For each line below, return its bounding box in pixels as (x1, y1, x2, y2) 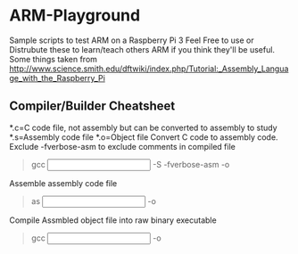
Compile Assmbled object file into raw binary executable (9, 215, 217, 225)
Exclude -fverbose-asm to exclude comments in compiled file (9, 141, 236, 152)
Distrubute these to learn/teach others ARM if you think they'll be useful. (9, 44, 275, 54)
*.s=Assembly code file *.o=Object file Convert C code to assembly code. (9, 131, 278, 143)
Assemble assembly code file (9, 177, 118, 188)
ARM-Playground (9, 5, 141, 26)
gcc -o (30, 233, 162, 243)
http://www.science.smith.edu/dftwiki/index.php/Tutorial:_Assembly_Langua (9, 63, 289, 74)
